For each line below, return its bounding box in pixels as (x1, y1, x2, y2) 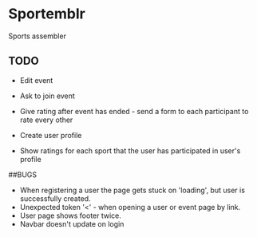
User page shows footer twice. (19, 211, 122, 220)
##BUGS (8, 169, 38, 180)
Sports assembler (8, 31, 66, 41)
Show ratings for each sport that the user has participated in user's (19, 145, 241, 156)
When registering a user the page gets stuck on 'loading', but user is (19, 185, 246, 195)
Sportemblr (8, 5, 85, 23)
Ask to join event (19, 91, 76, 101)
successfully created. (19, 193, 91, 203)
